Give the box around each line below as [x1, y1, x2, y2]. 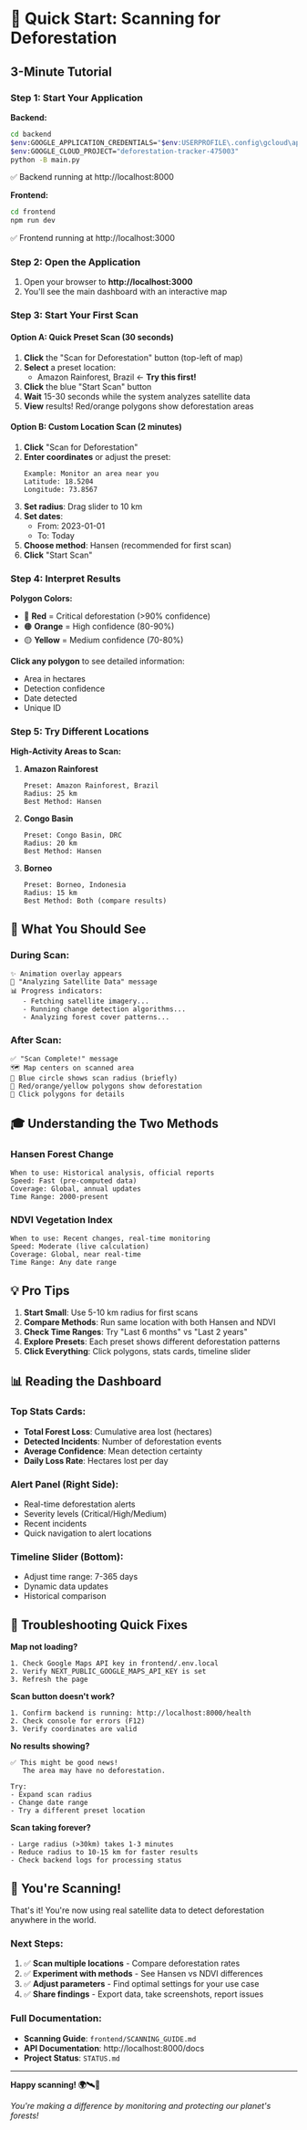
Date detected [23, 693, 77, 704]
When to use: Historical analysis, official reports [10, 1168, 215, 1178]
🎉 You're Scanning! [10, 1880, 122, 1896]
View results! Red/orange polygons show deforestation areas [23, 401, 254, 412]
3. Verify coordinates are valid [10, 1725, 138, 1734]
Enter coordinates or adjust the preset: [23, 451, 171, 462]
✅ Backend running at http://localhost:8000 [10, 172, 174, 183]
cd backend [10, 130, 52, 139]
